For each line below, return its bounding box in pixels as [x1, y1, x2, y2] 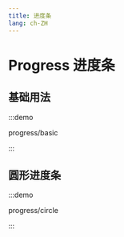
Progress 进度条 [8, 56, 116, 74]
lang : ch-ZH [8, 19, 48, 27]
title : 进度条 [8, 11, 52, 20]
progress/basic [8, 127, 58, 137]
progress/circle [8, 206, 58, 215]
